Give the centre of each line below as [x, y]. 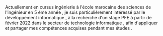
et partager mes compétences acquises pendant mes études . [69, 28]
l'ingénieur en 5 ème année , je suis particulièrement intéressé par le [75, 12]
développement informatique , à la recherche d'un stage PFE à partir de [79, 18]
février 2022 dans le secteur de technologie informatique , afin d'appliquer [81, 23]
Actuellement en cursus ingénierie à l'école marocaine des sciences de [78, 7]
